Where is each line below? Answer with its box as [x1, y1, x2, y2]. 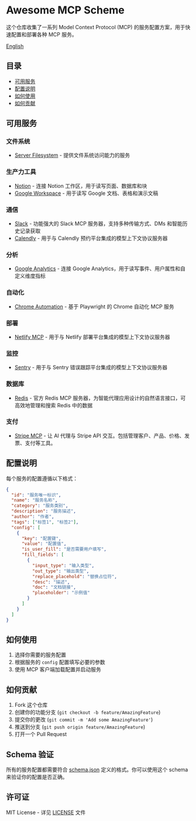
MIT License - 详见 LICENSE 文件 [6, 809, 86, 816]
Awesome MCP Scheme [6, 4, 125, 17]
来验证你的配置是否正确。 [6, 773, 68, 780]
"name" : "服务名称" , [11, 497, 58, 503]
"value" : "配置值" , [21, 541, 67, 547]
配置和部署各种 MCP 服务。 [11, 30, 77, 38]
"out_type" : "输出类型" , [32, 568, 90, 574]
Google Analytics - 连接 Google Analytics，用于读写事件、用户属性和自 [14, 265, 186, 272]
